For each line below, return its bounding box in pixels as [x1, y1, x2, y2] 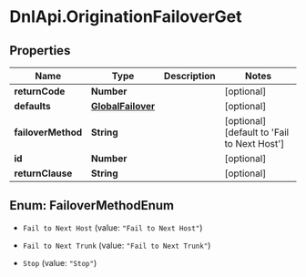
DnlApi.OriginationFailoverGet [9, 6, 242, 27]
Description [163, 70, 216, 82]
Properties [9, 43, 71, 58]
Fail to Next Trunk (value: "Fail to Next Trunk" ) [22, 240, 211, 251]
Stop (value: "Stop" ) [22, 257, 97, 268]
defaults [14, 100, 52, 112]
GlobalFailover [90, 100, 156, 112]
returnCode [14, 85, 66, 97]
